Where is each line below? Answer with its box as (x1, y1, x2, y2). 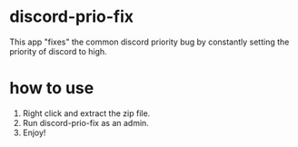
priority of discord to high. (9, 45, 107, 56)
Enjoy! (22, 127, 46, 138)
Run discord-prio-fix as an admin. (22, 117, 150, 128)
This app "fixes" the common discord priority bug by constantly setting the (9, 36, 290, 47)
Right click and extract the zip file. (22, 107, 151, 119)
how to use (9, 78, 94, 99)
